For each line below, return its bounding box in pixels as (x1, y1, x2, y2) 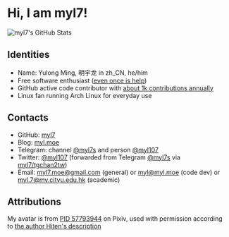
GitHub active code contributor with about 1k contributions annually (17, 83, 213, 92)
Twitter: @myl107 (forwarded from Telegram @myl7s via (17, 153, 181, 162)
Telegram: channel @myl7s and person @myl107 (17, 145, 159, 154)
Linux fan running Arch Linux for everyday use (17, 91, 152, 99)
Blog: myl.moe (17, 138, 60, 146)
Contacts (7, 111, 49, 124)
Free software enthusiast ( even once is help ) (17, 76, 147, 85)
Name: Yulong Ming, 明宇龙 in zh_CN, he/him (17, 68, 148, 77)
